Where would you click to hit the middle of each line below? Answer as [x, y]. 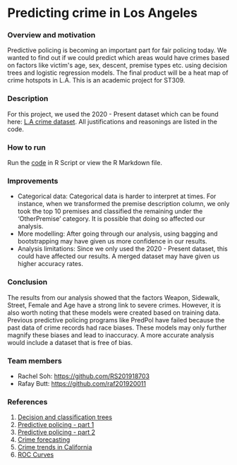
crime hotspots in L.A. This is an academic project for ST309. [96, 80]
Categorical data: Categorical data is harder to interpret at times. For [117, 196]
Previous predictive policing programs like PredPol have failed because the [116, 320]
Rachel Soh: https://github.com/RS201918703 [84, 376]
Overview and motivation [51, 35]
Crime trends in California [55, 447]
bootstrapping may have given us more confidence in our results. [112, 241]
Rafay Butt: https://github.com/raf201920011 [82, 383]
